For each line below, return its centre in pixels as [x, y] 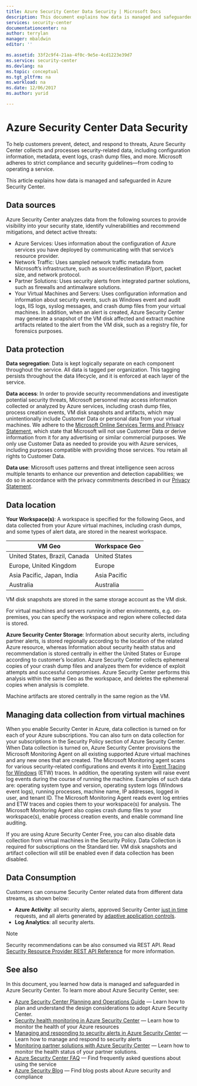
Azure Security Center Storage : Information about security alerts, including [98, 635]
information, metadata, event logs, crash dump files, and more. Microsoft [94, 156]
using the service [35, 1064]
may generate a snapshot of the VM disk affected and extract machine [100, 318]
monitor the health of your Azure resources [67, 1027]
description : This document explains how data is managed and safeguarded [99, 17]
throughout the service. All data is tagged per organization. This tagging [93, 370]
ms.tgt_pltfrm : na [28, 77]
